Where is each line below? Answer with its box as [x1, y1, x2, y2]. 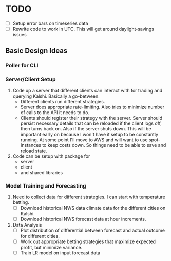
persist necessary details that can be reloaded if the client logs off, [20, 120, 162, 126]
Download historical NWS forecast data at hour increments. [20, 216, 146, 222]
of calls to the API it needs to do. [20, 109, 90, 116]
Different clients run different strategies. [20, 98, 105, 104]
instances [20, 142, 41, 148]
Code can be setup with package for [12, 153, 90, 159]
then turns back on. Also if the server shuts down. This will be [20, 125, 151, 132]
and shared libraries [20, 169, 63, 175]
